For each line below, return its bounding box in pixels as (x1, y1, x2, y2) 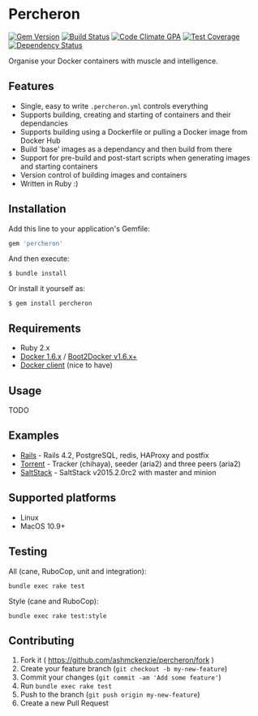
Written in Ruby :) (19, 178, 79, 188)
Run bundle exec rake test (19, 681, 112, 691)
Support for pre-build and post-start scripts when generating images (19, 152, 251, 162)
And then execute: (8, 254, 70, 264)
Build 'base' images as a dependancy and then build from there (19, 144, 233, 154)
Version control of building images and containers (19, 169, 187, 179)
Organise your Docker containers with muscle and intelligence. (8, 56, 219, 66)
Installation (8, 202, 67, 216)
